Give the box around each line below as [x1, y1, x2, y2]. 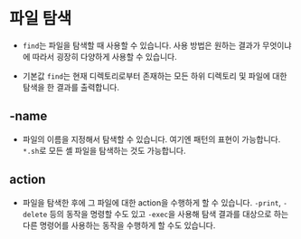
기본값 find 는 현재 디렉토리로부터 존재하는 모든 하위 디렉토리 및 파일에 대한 [22, 70, 287, 81]
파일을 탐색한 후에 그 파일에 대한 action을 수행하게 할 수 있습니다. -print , [22, 196, 282, 208]
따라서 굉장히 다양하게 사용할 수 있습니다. [32, 51, 178, 62]
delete [22, 210, 48, 219]
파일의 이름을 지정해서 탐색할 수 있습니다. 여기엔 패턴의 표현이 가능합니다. [22, 133, 281, 145]
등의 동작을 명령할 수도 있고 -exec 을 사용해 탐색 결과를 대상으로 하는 [49, 208, 289, 219]
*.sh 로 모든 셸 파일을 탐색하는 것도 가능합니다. [22, 145, 186, 156]
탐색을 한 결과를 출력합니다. [22, 81, 120, 92]
